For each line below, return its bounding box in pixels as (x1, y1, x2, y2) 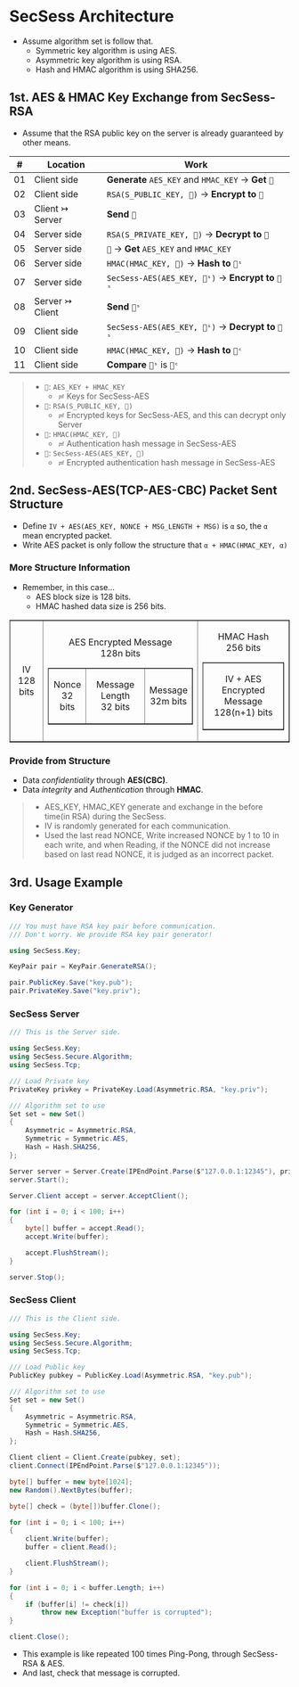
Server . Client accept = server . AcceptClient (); (9, 1191, 190, 1200)
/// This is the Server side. (9, 1028, 122, 1037)
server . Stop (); (9, 1272, 66, 1281)
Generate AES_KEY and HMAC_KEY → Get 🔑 (106, 173, 274, 185)
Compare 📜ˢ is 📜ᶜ (106, 358, 180, 371)
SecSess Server (9, 1008, 80, 1020)
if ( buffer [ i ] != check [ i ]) (25, 1600, 129, 1609)
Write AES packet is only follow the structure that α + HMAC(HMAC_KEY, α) (21, 539, 288, 550)
